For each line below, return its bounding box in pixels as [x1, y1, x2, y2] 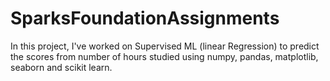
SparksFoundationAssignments [10, 7, 280, 30]
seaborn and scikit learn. [10, 61, 113, 73]
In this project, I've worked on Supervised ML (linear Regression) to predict [10, 40, 320, 52]
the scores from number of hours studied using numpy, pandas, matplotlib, [10, 50, 319, 62]
